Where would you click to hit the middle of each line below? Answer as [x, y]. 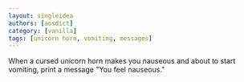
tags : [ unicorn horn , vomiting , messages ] [80, 38]
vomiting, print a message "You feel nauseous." [87, 70]
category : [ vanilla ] [43, 31]
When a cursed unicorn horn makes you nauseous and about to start [122, 61]
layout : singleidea [41, 16]
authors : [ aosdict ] [41, 23]
